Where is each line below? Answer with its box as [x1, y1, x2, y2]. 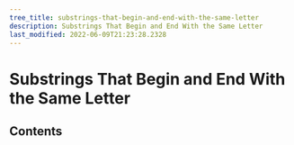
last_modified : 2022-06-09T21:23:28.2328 [9, 30, 167, 39]
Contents [9, 123, 63, 139]
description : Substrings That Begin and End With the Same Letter [9, 22, 263, 31]
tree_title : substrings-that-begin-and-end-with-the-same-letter [9, 13, 259, 23]
